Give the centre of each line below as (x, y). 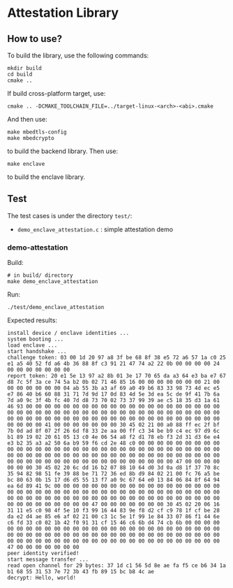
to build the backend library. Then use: (63, 151)
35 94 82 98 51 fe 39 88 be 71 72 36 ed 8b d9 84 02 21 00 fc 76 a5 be (113, 474)
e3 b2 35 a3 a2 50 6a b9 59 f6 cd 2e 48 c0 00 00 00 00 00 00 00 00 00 (113, 443)
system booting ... (36, 339)
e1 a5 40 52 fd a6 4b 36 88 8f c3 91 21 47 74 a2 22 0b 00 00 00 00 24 (113, 364)
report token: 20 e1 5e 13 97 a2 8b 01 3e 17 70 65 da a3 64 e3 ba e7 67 (117, 376)
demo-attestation (38, 248)
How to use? (35, 39)
